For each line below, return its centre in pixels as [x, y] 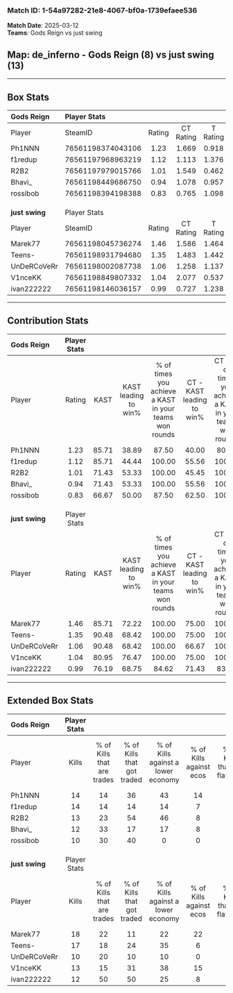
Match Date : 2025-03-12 [43, 26]
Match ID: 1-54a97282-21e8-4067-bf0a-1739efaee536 [102, 10]
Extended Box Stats [50, 701]
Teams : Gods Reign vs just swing [55, 33]
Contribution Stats [48, 321]
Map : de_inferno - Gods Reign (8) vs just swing [111, 54]
